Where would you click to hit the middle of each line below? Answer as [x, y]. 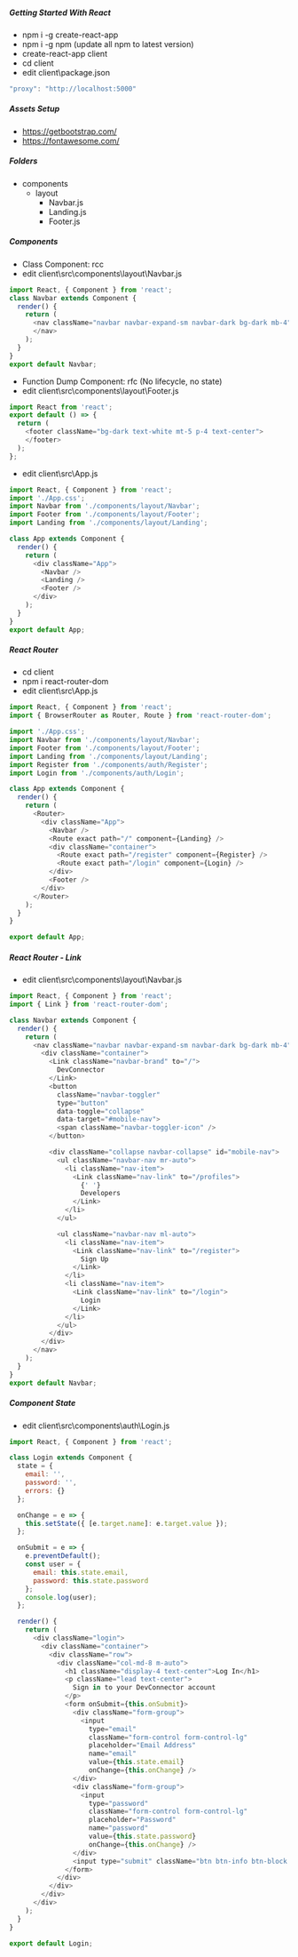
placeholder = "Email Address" [142, 1745]
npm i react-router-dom [65, 682]
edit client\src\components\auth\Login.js [96, 1426]
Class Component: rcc [63, 264]
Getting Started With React [60, 12]
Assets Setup [35, 109]
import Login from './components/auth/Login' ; [97, 773]
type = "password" [118, 1803]
